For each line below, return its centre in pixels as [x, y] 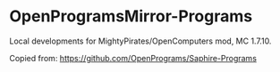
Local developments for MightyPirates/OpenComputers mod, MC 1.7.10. [140, 41]
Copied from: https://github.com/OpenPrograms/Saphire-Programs [133, 58]
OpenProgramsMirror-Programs [131, 16]
